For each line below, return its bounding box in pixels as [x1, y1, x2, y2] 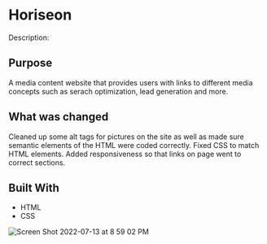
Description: [8, 33, 50, 42]
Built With [8, 181, 59, 194]
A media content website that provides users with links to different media [8, 77, 254, 87]
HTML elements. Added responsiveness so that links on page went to [8, 149, 242, 159]
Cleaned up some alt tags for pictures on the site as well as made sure [8, 132, 244, 142]
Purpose [8, 56, 53, 70]
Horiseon [8, 6, 72, 24]
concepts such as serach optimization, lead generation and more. [8, 86, 229, 96]
